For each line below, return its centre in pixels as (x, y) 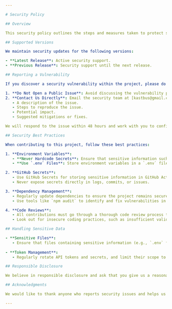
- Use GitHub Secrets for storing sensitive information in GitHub (85, 178)
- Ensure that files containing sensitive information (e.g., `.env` (88, 243)
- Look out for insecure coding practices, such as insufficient (83, 220)
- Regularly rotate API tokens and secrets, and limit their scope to (89, 257)
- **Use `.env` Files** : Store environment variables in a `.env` (84, 163)
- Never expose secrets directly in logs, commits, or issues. (81, 182)
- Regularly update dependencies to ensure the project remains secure (90, 196)
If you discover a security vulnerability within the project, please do (86, 84)
